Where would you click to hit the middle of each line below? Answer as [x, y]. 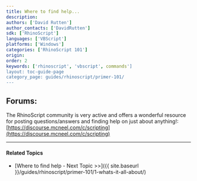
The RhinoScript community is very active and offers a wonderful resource [96, 115]
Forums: [22, 101]
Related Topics [25, 153]
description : [22, 17]
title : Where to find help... [43, 11]
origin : [16, 55]
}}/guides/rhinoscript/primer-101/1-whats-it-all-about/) [80, 172]
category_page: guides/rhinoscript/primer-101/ [65, 77]
